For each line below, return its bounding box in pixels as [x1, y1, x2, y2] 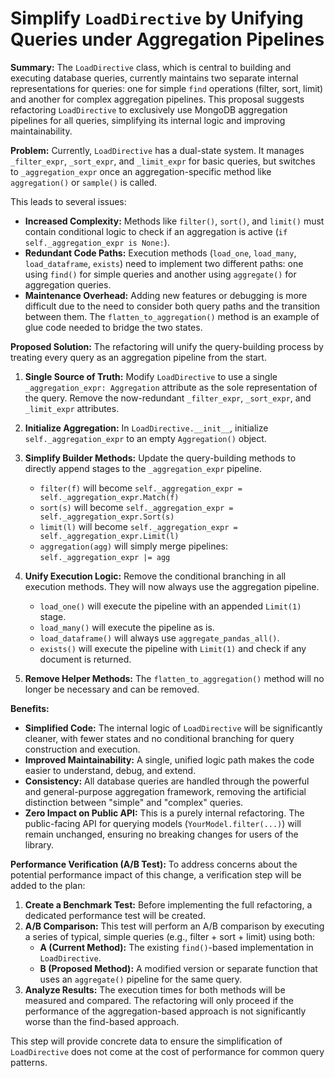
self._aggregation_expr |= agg [39, 552, 171, 562]
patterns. [10, 1056, 48, 1068]
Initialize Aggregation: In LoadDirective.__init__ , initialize [24, 422, 269, 434]
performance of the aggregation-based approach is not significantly [24, 1005, 307, 1017]
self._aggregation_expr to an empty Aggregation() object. [24, 432, 267, 444]
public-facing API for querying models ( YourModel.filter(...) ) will [24, 817, 302, 829]
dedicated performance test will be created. [24, 909, 207, 921]
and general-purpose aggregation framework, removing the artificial [24, 785, 307, 797]
